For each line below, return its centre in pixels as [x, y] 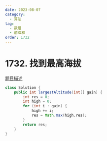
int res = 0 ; [36, 97]
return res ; [35, 125]
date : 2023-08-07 [23, 10]
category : [15, 14]
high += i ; [43, 111]
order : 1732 [17, 38]
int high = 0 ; [37, 102]
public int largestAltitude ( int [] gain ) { [58, 92]
